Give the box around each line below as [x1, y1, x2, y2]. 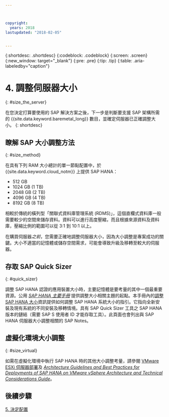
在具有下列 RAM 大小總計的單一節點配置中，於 [5, 162, 102, 168]
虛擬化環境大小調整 [5, 334, 65, 342]
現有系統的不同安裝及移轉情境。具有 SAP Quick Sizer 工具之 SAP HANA [14, 305, 162, 311]
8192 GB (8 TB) [12, 200, 44, 206]
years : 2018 [10, 25, 35, 30]
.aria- [133, 58, 145, 64]
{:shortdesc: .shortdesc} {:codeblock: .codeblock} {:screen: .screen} [5, 52, 148, 58]
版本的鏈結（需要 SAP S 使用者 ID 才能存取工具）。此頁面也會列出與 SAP [5, 311, 154, 317]
